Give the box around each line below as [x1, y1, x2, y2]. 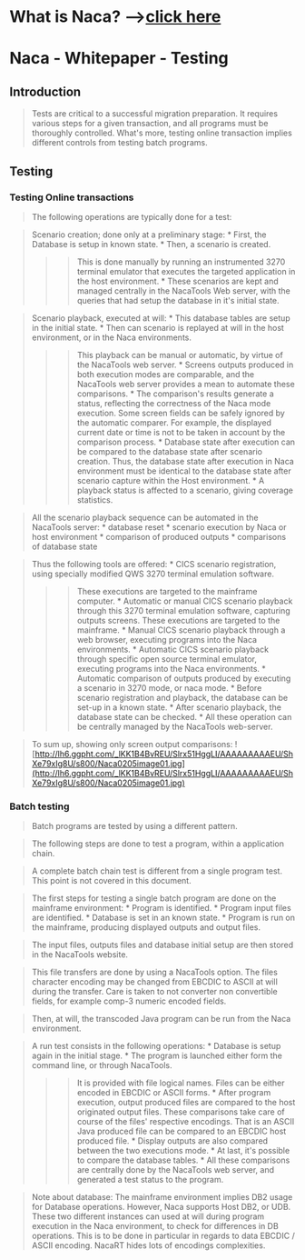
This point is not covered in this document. [31, 875, 192, 886]
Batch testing [9, 800, 70, 813]
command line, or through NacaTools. [31, 1060, 172, 1071]
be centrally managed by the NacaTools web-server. [76, 721, 273, 732]
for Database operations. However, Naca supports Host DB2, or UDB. [31, 1202, 291, 1213]
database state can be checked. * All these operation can [76, 711, 292, 722]
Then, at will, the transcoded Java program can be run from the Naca [31, 1014, 291, 1025]
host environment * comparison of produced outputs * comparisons [31, 531, 287, 542]
